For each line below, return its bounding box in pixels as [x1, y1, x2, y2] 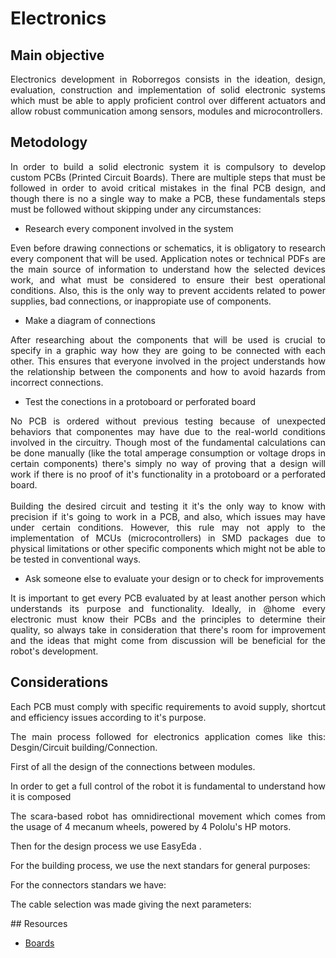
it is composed [10, 790, 72, 802]
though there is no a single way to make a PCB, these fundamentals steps [10, 192, 326, 204]
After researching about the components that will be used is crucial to [10, 333, 326, 346]
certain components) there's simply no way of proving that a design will [10, 457, 326, 469]
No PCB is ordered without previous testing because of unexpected [10, 415, 326, 427]
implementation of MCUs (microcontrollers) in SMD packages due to [10, 532, 326, 544]
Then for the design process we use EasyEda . [10, 840, 202, 852]
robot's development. [10, 645, 99, 657]
